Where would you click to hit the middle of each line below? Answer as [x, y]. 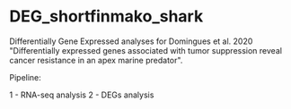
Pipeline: [26, 77]
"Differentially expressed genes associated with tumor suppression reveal [146, 50]
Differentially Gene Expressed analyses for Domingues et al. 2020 [131, 41]
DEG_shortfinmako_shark [106, 17]
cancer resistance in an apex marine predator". [96, 60]
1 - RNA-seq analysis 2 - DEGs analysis [82, 95]
